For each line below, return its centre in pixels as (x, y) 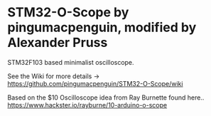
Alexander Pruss (58, 43)
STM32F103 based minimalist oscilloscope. (71, 62)
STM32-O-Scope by (68, 12)
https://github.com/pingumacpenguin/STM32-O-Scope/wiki (95, 83)
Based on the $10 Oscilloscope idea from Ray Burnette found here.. (106, 97)
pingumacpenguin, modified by (102, 27)
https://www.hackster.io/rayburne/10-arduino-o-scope (87, 105)
